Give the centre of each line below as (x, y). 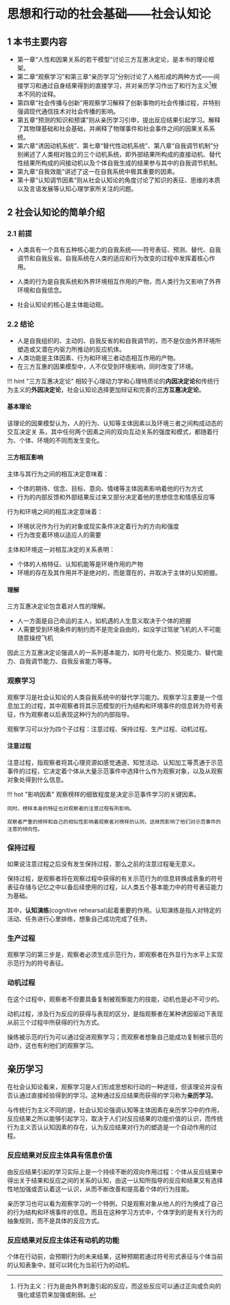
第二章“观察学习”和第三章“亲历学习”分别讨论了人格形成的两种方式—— (115, 77)
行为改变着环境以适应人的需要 (59, 535)
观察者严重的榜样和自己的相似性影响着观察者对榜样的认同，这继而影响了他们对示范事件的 (114, 822)
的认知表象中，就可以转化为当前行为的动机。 (70, 1265)
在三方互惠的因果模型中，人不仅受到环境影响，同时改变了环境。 (107, 366)
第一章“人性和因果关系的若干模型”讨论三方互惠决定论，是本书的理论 (113, 59)
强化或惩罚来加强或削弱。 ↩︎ (56, 1295)
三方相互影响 (25, 457)
